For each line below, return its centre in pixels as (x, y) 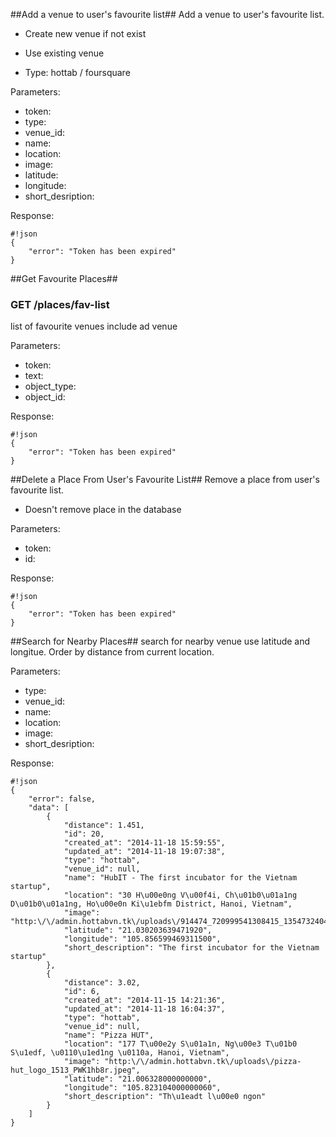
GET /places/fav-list (60, 304)
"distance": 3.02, (102, 983)
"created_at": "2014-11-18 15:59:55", (144, 843)
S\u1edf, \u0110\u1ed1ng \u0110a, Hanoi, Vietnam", (120, 1053)
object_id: (45, 397)
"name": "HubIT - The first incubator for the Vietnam (180, 878)
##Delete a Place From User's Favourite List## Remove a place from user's (165, 480)
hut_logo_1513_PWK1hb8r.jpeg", (75, 1070)
